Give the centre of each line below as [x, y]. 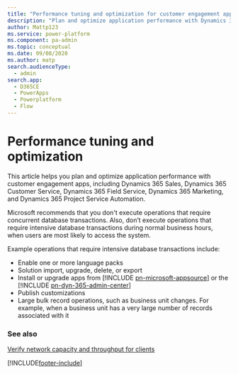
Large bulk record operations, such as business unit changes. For [113, 300]
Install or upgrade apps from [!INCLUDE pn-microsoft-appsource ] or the [123, 277]
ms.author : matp [31, 60]
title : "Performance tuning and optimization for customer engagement [114, 14]
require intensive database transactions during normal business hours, [110, 227]
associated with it [43, 315]
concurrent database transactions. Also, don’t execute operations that [109, 220]
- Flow [23, 106]
